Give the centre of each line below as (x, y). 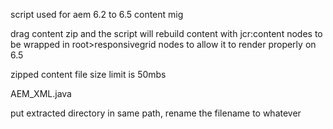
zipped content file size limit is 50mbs (88, 74)
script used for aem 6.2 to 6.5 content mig (97, 14)
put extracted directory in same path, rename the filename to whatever (156, 113)
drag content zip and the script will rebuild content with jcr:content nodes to (166, 33)
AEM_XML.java (41, 93)
